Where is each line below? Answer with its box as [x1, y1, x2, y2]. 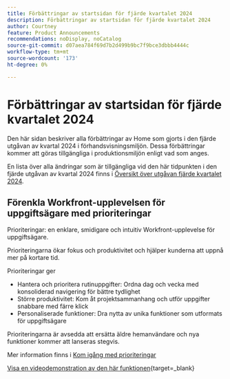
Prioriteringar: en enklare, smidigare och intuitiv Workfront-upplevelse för [7, 226, 216, 234]
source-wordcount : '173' [7, 55, 79, 62]
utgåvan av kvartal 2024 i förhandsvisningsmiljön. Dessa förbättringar [7, 142, 205, 150]
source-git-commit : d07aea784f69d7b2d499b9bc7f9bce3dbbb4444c [7, 42, 189, 49]
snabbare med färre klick [17, 302, 89, 310]
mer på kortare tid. [7, 254, 60, 262]
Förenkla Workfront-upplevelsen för [7, 197, 165, 208]
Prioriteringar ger [7, 267, 56, 275]
